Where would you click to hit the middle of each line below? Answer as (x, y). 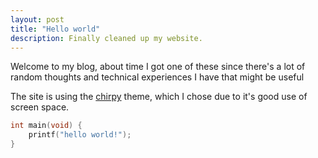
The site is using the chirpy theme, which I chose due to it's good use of (159, 97)
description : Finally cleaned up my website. (106, 38)
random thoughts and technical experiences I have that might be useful (157, 77)
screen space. (40, 107)
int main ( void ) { (46, 126)
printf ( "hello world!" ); (80, 135)
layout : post (37, 19)
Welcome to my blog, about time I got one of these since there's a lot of (158, 67)
